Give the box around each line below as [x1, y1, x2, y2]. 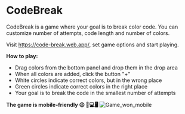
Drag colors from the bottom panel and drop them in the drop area [14, 64, 178, 71]
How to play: [6, 52, 38, 59]
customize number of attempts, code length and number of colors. [6, 29, 170, 36]
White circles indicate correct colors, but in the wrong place [14, 77, 162, 84]
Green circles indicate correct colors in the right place [14, 83, 148, 90]
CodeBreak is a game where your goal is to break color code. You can [6, 23, 178, 30]
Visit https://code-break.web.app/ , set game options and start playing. [6, 41, 179, 48]
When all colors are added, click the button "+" [14, 70, 131, 77]
